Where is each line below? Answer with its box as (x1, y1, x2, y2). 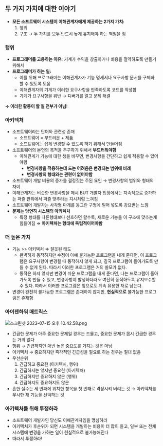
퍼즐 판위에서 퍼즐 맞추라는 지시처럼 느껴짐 (17, 196, 98, 202)
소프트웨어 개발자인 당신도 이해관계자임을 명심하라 (12, 417, 108, 423)
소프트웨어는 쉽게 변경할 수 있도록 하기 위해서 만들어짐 (19, 141, 123, 147)
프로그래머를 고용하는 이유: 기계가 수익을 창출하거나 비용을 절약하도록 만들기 (12, 56, 157, 62)
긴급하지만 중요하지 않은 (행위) (19, 374, 78, 379)
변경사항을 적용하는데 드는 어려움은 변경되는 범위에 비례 (26, 165, 131, 171)
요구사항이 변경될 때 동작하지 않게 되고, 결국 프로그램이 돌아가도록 (28, 258, 153, 264)
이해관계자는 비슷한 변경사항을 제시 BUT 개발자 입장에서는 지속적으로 (12, 190, 144, 196)
